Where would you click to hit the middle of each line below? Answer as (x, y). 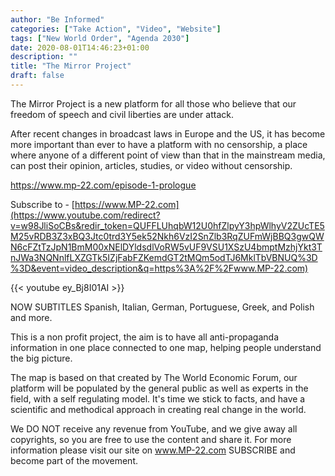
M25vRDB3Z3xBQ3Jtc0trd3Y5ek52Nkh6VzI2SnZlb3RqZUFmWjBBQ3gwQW (167, 236)
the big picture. (41, 358)
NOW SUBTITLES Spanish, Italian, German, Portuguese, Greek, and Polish (162, 307)
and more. (31, 317)
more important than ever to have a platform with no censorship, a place (159, 144)
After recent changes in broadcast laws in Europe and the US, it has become (168, 133)
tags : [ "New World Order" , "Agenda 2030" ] (100, 38)
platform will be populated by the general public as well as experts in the (159, 388)
